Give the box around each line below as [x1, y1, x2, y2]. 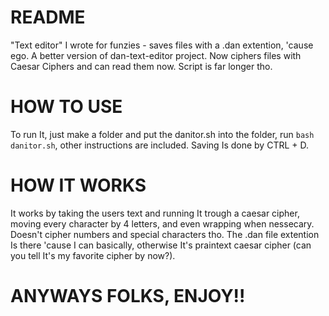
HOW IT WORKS [10, 174, 147, 197]
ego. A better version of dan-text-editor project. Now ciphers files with [10, 49, 302, 61]
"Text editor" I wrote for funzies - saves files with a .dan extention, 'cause [10, 39, 314, 51]
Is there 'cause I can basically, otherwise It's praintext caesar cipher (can [10, 239, 312, 251]
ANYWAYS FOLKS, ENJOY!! [10, 285, 246, 307]
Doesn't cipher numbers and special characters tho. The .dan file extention [10, 228, 320, 240]
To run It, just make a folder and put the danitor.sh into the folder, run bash [10, 128, 315, 140]
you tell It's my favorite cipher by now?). [10, 249, 176, 261]
